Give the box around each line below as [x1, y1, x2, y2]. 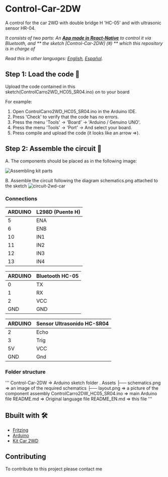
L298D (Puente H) [36, 208, 80, 215]
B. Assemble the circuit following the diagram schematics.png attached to [5, 177, 158, 183]
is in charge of [5, 45, 35, 51]
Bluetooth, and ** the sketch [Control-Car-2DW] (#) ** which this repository [5, 40, 163, 46]
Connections [5, 195, 38, 202]
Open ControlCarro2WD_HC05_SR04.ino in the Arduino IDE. [12, 108, 137, 114]
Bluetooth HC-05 [36, 272, 79, 279]
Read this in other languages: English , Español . [5, 55, 103, 61]
